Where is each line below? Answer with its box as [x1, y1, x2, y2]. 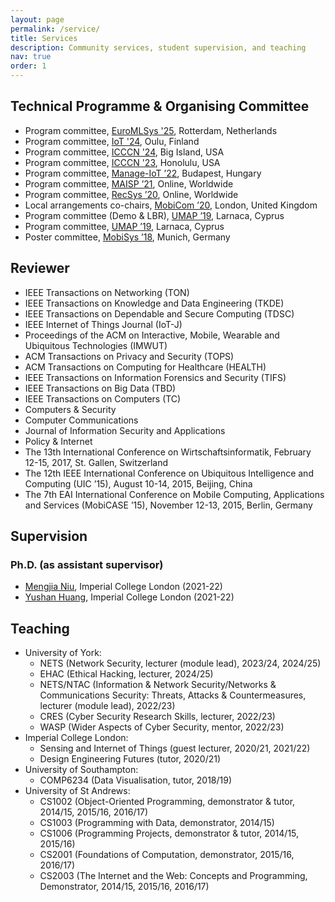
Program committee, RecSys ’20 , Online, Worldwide [24, 188, 239, 200]
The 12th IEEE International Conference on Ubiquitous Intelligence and [24, 467, 314, 479]
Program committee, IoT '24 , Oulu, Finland [24, 135, 200, 147]
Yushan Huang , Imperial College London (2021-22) [24, 591, 235, 603]
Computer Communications [24, 414, 139, 426]
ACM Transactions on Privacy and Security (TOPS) [24, 350, 235, 362]
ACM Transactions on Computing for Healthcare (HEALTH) [24, 361, 267, 373]
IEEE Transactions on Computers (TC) [24, 392, 182, 405]
